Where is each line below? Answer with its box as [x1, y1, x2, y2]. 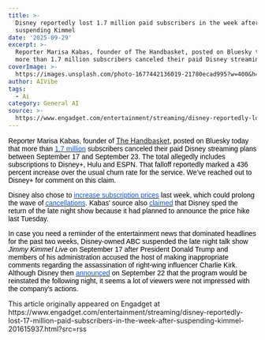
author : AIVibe [8, 77, 58, 85]
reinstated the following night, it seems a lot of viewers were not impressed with [8, 276, 250, 285]
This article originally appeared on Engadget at [8, 299, 160, 308]
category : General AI [8, 99, 80, 107]
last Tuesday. [8, 214, 49, 223]
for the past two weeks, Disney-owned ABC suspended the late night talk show [8, 237, 248, 245]
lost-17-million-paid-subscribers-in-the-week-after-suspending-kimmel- [8, 316, 244, 325]
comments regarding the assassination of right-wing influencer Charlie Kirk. [8, 260, 238, 269]
